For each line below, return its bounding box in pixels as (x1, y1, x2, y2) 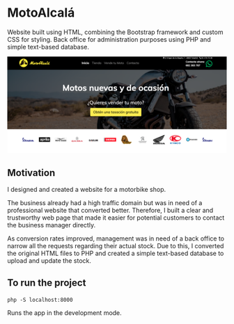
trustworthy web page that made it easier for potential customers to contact (7, 213, 225, 222)
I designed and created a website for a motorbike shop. (7, 186, 166, 194)
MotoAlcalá (7, 5, 75, 21)
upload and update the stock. (7, 257, 92, 265)
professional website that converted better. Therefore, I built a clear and (7, 206, 214, 215)
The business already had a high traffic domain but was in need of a (7, 199, 203, 207)
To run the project (7, 277, 86, 289)
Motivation (7, 167, 56, 179)
